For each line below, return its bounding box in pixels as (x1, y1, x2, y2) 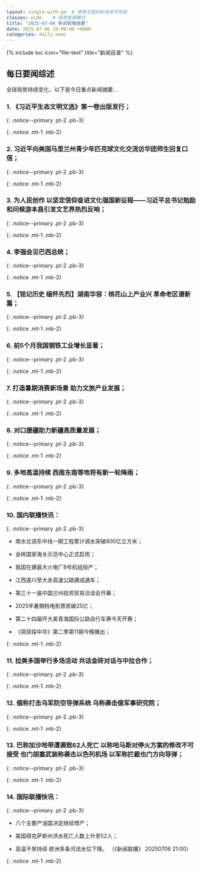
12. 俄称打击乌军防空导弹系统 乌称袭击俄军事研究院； (6, 699, 161, 708)
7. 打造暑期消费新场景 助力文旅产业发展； (6, 384, 127, 392)
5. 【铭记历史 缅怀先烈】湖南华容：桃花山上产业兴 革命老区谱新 (6, 290, 191, 299)
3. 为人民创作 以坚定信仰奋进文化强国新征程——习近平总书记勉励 (6, 196, 196, 204)
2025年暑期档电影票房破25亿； (15, 602, 94, 609)
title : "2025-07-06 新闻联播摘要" (6, 20, 88, 26)
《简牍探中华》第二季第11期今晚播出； (15, 628, 111, 635)
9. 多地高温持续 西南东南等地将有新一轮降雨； (6, 468, 140, 477)
